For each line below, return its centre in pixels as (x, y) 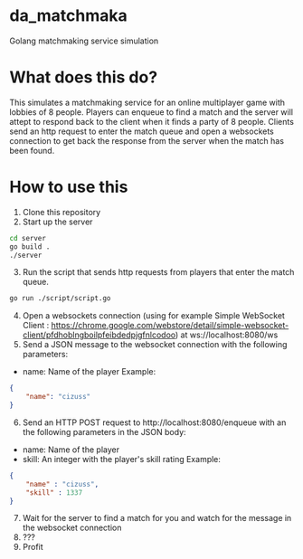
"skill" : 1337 (54, 493)
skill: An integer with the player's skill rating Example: (122, 459)
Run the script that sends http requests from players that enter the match (158, 272)
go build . (30, 246)
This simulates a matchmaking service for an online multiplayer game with (147, 102)
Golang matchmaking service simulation (84, 41)
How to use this (69, 187)
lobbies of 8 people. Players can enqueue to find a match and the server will (151, 112)
